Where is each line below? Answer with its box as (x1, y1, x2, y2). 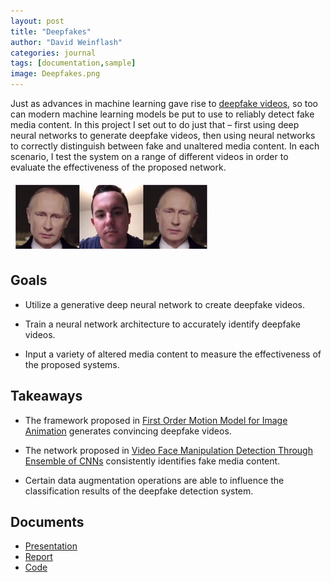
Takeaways (10, 388, 83, 405)
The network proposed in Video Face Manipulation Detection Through (24, 444, 313, 456)
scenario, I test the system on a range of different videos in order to (10, 151, 289, 162)
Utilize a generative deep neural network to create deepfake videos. (24, 298, 305, 310)
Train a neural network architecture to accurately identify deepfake (24, 318, 301, 330)
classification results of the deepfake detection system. (24, 485, 254, 497)
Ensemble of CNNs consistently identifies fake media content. (24, 455, 281, 467)
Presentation (24, 540, 78, 552)
